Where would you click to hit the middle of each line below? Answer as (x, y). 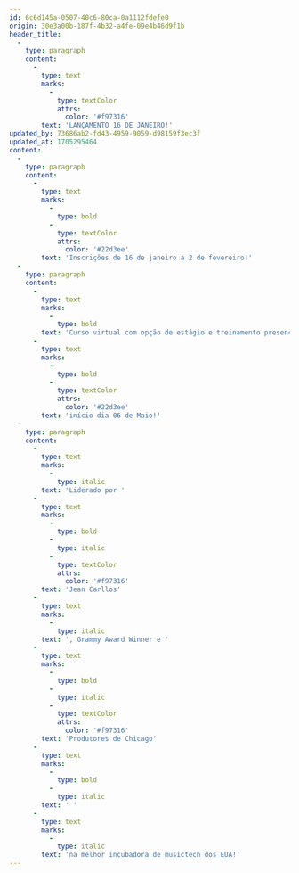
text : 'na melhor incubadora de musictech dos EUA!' (141, 855)
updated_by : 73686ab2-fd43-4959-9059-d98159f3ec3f (105, 134)
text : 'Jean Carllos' (81, 589)
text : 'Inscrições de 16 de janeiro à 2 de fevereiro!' (147, 258)
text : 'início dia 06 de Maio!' (101, 416)
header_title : (36, 34)
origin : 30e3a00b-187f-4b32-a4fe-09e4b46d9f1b (97, 26)
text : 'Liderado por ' (83, 490)
